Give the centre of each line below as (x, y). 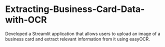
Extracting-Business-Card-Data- (75, 9)
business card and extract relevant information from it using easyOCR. (77, 39)
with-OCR (26, 20)
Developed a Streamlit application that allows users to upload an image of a (83, 33)
